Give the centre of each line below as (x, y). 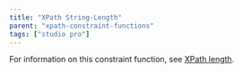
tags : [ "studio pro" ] (50, 34)
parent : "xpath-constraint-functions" (82, 26)
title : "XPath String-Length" (66, 17)
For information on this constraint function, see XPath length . (122, 60)
